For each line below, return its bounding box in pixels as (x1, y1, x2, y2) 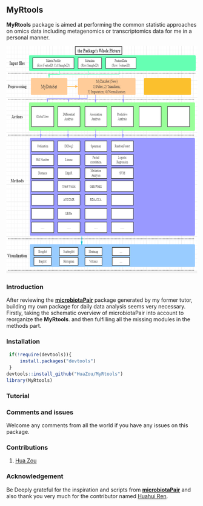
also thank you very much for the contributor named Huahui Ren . (6, 492, 168, 499)
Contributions (6, 443, 48, 451)
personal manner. (6, 33, 50, 41)
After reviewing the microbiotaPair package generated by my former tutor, (6, 296, 193, 304)
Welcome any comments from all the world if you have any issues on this (6, 422, 188, 429)
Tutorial (6, 391, 30, 400)
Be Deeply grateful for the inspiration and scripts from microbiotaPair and (6, 486, 191, 493)
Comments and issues (6, 408, 74, 416)
